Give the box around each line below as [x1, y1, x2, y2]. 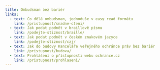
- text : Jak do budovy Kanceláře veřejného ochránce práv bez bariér [9, 44, 155, 49]
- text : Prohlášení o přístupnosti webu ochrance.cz [9, 53, 120, 58]
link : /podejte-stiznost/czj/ [14, 39, 76, 44]
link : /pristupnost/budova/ [14, 48, 71, 53]
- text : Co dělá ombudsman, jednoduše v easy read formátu [9, 16, 133, 21]
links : [5, 12, 19, 17]
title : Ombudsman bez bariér [5, 7, 65, 12]
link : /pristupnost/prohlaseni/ [14, 58, 80, 63]
